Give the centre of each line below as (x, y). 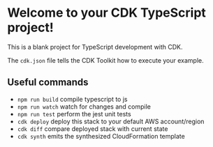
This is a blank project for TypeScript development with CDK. (95, 47)
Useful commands (48, 83)
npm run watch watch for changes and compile (84, 107)
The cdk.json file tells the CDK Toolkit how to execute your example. (105, 60)
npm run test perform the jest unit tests (74, 114)
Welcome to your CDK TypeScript (106, 13)
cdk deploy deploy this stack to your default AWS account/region (111, 121)
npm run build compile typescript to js (72, 99)
